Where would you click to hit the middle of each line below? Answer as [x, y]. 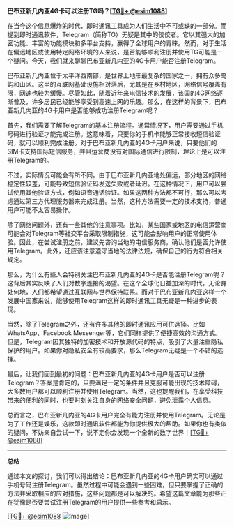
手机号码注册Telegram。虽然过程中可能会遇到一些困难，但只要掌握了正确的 [115, 485]
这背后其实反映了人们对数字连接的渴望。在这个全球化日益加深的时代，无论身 [117, 283]
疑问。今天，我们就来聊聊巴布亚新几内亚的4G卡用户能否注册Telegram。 [116, 61]
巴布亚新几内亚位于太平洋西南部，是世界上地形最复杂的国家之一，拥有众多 [114, 75]
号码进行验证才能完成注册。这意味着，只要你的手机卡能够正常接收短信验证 [114, 134]
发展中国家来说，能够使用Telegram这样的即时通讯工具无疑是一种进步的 [109, 300]
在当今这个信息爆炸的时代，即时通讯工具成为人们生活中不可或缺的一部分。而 [117, 26]
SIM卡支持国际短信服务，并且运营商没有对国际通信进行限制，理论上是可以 [114, 151]
